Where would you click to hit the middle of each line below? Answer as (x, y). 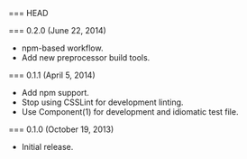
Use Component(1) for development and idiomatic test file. (130, 112)
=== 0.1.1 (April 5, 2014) (52, 75)
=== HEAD (28, 13)
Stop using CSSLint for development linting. (102, 102)
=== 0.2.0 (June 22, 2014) (58, 30)
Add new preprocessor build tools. (86, 57)
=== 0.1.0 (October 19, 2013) (61, 129)
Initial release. (47, 147)
